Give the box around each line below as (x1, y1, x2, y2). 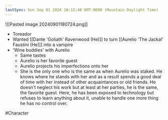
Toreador (12, 31, 32, 37)
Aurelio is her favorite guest (20, 57, 78, 63)
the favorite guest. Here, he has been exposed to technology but (20, 89, 154, 95)
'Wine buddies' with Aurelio (12, 47, 70, 53)
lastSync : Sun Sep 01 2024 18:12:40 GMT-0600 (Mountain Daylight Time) (5, 7, 158, 13)
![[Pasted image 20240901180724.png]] (5, 21, 88, 27)
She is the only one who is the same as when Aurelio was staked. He (20, 68, 162, 74)
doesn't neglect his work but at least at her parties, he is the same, (20, 84, 158, 90)
